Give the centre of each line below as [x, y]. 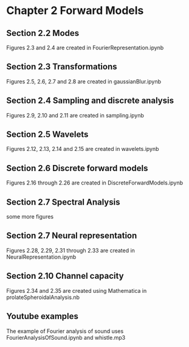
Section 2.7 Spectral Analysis [63, 202]
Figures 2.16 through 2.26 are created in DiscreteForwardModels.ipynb [95, 183]
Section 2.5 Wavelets [47, 135]
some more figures [30, 217]
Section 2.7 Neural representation [72, 236]
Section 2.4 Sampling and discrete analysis [90, 101]
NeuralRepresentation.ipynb [41, 257]
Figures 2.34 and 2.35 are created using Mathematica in [77, 290]
